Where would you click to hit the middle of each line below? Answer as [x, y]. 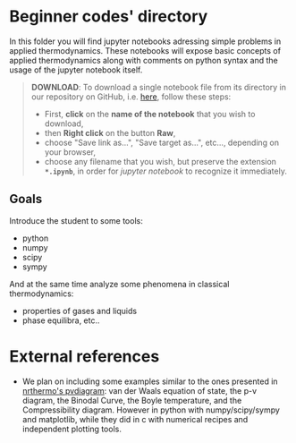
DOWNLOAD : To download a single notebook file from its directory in [159, 87]
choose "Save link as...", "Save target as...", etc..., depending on [162, 142]
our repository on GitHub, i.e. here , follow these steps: [131, 97]
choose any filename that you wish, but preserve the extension [161, 161]
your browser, [70, 152]
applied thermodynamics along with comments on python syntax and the [144, 60]
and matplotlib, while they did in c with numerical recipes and [135, 419]
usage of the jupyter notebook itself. [76, 70]
